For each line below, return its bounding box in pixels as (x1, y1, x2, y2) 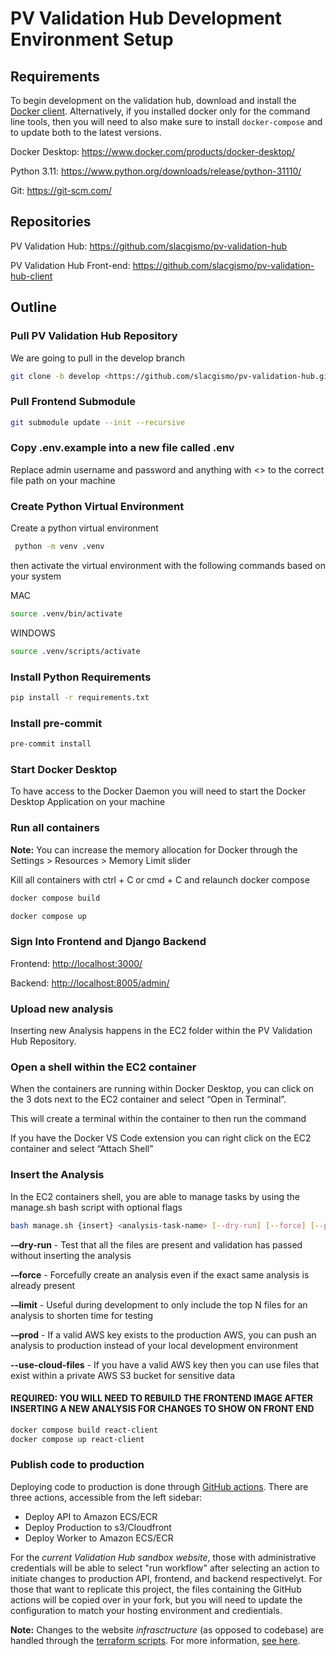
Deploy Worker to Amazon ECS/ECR (24, 1532, 174, 1544)
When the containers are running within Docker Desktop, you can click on (10, 1083, 315, 1095)
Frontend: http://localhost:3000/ (10, 957, 143, 969)
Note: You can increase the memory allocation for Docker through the (10, 843, 298, 856)
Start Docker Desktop (10, 763, 118, 777)
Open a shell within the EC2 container (10, 1060, 197, 1074)
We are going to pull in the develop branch (10, 352, 186, 364)
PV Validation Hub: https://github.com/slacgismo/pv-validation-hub (10, 240, 288, 252)
